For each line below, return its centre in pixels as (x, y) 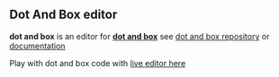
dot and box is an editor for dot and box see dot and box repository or (139, 36)
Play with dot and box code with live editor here (98, 63)
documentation (37, 46)
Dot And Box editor (63, 15)
